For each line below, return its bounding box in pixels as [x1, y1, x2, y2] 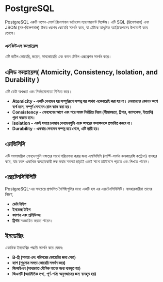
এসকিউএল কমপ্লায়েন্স [5, 42, 38, 49]
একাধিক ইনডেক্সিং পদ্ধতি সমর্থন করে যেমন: [5, 244, 63, 251]
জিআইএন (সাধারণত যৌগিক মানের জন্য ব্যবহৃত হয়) [12, 265, 81, 271]
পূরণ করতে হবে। [12, 115, 35, 121]
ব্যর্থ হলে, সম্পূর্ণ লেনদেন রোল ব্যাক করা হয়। [12, 104, 72, 110]
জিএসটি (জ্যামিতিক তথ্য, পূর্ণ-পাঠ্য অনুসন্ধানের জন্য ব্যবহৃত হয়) [12, 271, 97, 277]
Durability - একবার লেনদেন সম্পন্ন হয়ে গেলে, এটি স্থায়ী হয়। [12, 126, 100, 132]
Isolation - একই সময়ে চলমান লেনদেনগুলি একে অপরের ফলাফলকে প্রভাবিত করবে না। [12, 120, 133, 126]
